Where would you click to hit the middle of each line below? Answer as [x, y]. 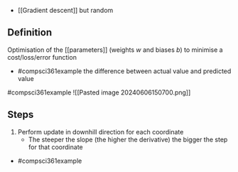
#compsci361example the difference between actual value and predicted [124, 71]
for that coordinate [55, 147]
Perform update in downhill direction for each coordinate [101, 131]
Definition [29, 32]
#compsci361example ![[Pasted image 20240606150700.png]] [99, 92]
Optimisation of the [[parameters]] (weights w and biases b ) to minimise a [115, 50]
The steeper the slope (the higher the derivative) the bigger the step [128, 139]
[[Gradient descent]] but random [65, 10]
